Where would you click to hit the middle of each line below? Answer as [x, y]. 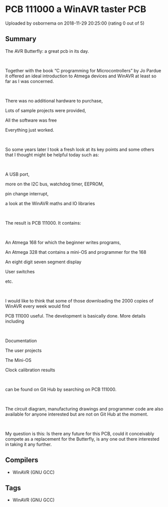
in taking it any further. [29, 444]
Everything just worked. [30, 130]
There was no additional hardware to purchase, [54, 100]
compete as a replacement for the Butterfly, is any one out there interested [82, 439]
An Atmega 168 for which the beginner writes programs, [63, 242]
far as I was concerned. [30, 81]
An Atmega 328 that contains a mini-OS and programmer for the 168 [76, 252]
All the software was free [31, 120]
